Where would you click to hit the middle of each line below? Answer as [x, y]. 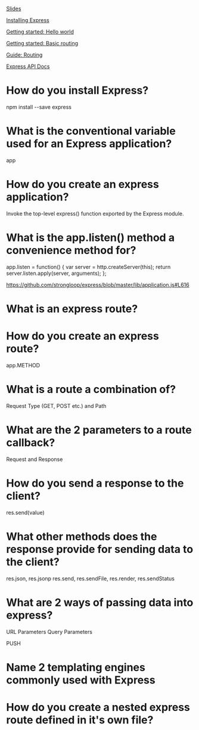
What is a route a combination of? [91, 389]
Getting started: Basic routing [42, 43]
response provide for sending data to [100, 549]
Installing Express [28, 20]
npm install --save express [39, 107]
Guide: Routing [24, 55]
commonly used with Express [81, 680]
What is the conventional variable [91, 131]
